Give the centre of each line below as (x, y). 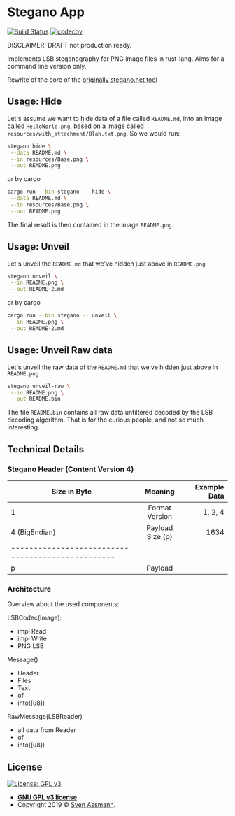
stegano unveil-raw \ (39, 386)
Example (209, 487)
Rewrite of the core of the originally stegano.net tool (82, 79)
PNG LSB (30, 646)
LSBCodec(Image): (35, 618)
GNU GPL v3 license (47, 797)
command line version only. (47, 66)
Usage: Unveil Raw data (60, 350)
